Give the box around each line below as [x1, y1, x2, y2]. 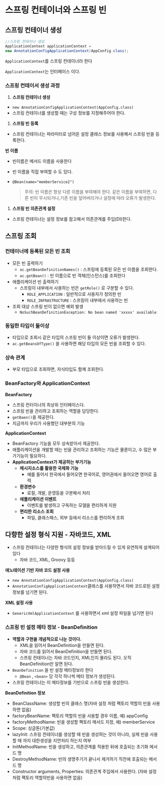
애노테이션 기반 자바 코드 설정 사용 [5, 567, 70, 573]
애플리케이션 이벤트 [19, 496, 57, 502]
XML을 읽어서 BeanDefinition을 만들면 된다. [19, 642, 105, 648]
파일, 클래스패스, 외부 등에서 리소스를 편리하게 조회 [27, 514, 125, 520]
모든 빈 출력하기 [12, 260, 43, 266]
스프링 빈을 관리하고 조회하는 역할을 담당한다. [12, 408, 99, 414]
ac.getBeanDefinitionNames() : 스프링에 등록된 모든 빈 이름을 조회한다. [19, 266, 158, 272]
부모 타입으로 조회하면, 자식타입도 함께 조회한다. [12, 367, 105, 372]
